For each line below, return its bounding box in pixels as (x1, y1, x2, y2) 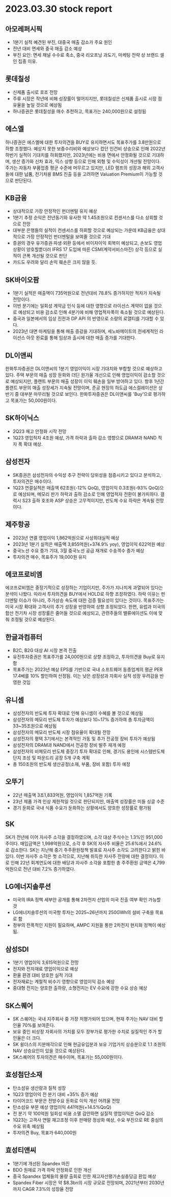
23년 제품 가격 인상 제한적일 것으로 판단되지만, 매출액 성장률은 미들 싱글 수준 (12, 798, 165, 804)
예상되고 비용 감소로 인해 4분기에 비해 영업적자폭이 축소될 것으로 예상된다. (18, 309, 165, 315)
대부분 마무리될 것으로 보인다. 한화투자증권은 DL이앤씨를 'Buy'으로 (20, 391, 152, 397)
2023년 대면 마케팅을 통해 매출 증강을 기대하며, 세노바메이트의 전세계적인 (12, 328, 159, 335)
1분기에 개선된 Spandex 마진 (12, 1160, 70, 1166)
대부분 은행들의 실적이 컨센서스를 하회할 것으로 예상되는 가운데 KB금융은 (12, 227, 156, 234)
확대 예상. (23, 441, 43, 447)
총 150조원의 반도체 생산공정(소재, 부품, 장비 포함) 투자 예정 (12, 761, 131, 767)
